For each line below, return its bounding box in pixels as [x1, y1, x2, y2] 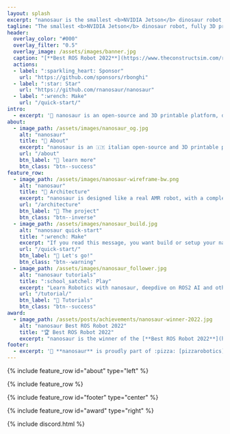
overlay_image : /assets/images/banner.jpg [13, 49, 136, 56]
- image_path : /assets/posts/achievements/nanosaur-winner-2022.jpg [13, 316, 213, 323]
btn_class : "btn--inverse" [19, 214, 97, 221]
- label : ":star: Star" [13, 80, 81, 87]
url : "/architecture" [19, 202, 81, 208]
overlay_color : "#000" [13, 36, 78, 43]
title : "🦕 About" [19, 138, 69, 145]
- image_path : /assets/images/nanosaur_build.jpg [13, 220, 157, 227]
